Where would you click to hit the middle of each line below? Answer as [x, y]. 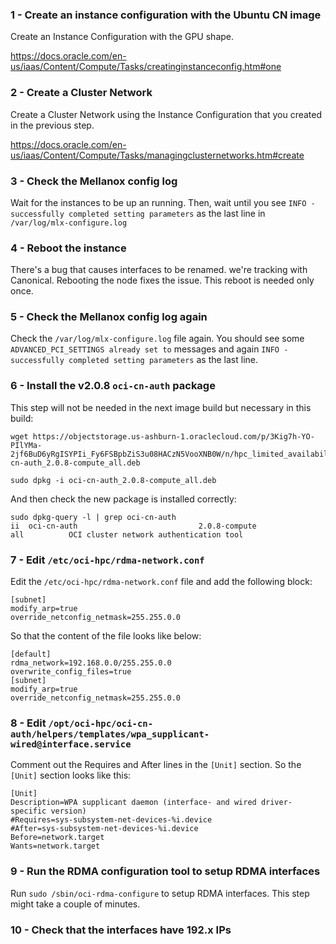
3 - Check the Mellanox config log [94, 181]
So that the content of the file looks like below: [106, 636]
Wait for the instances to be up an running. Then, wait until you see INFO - [163, 202]
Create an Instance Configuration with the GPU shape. [122, 37]
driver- [276, 803]
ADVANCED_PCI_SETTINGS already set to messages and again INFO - [149, 349]
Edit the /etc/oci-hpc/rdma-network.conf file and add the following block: [161, 582]
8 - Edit [28, 723]
